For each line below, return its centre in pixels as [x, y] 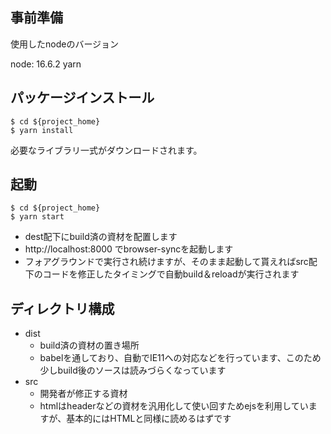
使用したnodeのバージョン [65, 44]
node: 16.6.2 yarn [46, 64]
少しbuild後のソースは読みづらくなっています [133, 370]
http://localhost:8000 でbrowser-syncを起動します [129, 249]
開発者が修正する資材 [83, 394]
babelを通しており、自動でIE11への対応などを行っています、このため [180, 358]
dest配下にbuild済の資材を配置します [101, 237]
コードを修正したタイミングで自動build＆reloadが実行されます [171, 274]
